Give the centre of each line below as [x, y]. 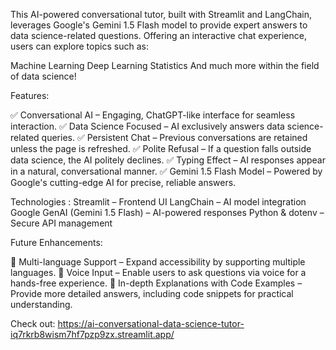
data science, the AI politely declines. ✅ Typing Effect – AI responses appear [168, 160]
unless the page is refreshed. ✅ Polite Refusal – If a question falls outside [161, 148]
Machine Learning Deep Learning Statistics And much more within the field [165, 65]
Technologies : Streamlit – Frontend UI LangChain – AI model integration [158, 202]
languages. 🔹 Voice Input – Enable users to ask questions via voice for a [158, 272]
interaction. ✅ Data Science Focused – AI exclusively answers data [147, 126]
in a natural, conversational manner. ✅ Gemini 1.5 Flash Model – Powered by [166, 171]
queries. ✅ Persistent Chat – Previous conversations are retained [174, 137]
